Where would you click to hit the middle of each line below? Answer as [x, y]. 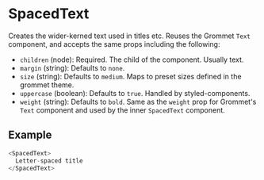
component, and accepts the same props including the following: [114, 44]
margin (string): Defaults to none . [72, 67]
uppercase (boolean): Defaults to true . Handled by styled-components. [135, 93]
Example [30, 135]
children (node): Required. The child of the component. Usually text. [132, 59]
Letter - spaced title [49, 161]
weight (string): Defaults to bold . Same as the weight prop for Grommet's [138, 101]
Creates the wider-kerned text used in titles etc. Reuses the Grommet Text [130, 36]
